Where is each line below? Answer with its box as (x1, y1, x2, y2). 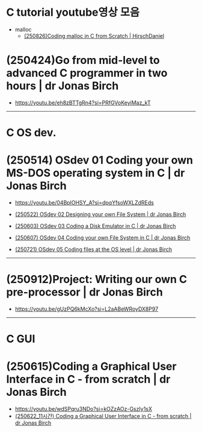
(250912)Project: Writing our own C (6, 273, 188, 287)
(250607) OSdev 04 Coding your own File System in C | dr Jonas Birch (14, 234, 191, 241)
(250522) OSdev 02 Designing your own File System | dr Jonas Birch (14, 211, 186, 218)
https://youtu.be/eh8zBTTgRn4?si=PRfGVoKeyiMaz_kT (14, 99, 151, 106)
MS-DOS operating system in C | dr (6, 167, 185, 180)
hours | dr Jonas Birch (6, 79, 119, 93)
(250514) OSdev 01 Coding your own (6, 153, 194, 167)
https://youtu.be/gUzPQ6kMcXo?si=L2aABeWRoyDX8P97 (14, 305, 159, 313)
